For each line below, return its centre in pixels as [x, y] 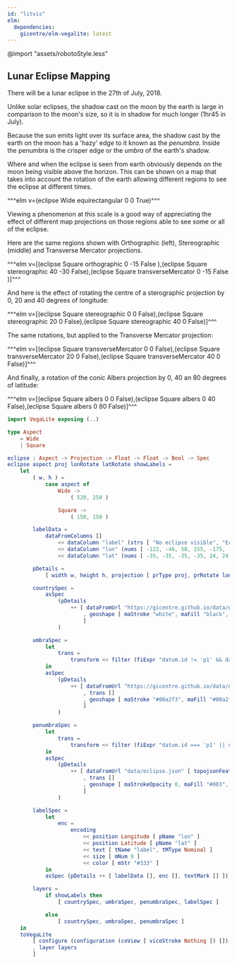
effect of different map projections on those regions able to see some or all [116, 222]
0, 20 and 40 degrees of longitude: [58, 301]
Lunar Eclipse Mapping [59, 76]
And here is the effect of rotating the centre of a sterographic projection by [116, 293]
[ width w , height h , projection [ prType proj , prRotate [132, 575]
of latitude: [23, 385]
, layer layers [55, 948]
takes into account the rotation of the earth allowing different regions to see [117, 179]
